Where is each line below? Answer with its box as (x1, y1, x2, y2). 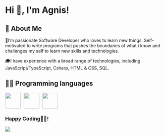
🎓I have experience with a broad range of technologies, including (5, 58, 141, 64)
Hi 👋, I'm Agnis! (5, 4, 69, 16)
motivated (5, 43, 26, 49)
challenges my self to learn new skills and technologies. (5, 48, 119, 54)
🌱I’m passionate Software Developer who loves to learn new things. (5, 37, 143, 43)
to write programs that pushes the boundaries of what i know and (26, 43, 160, 49)
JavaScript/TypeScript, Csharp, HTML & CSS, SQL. (5, 65, 110, 71)
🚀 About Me (5, 24, 42, 33)
